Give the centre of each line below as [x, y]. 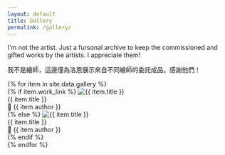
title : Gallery [30, 21]
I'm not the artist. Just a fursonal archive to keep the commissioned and [113, 48]
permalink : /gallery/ [40, 27]
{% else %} [24, 114]
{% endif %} [26, 137]
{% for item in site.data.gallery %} [57, 84]
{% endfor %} [28, 145]
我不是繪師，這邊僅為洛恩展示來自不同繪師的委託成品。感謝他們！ [104, 70]
